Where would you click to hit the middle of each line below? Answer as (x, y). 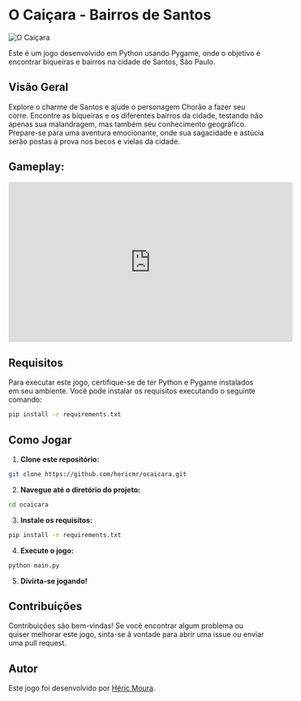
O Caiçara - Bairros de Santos (110, 15)
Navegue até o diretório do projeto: (80, 489)
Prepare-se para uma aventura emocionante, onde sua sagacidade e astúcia (136, 132)
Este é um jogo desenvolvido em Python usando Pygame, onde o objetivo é (135, 53)
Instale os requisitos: (56, 520)
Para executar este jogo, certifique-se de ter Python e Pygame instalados (131, 382)
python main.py (34, 566)
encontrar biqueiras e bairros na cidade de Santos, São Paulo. (112, 62)
